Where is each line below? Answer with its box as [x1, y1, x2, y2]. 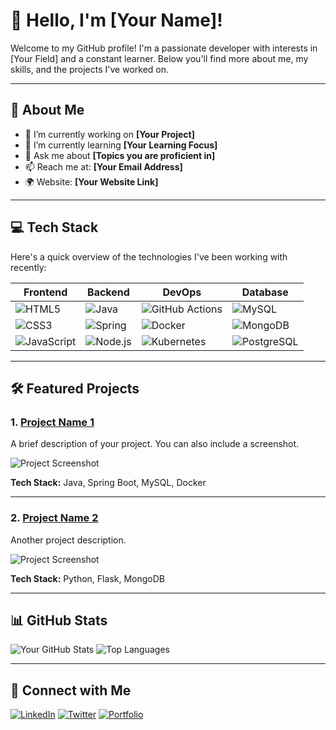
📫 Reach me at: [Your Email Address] [24, 160, 183, 173]
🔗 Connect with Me [10, 682, 132, 699]
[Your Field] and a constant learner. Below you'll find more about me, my [10, 52, 309, 64]
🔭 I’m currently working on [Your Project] [24, 128, 195, 140]
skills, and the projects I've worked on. [10, 63, 170, 75]
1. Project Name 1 [10, 415, 95, 429]
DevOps [162, 285, 202, 299]
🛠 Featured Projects [10, 380, 140, 397]
